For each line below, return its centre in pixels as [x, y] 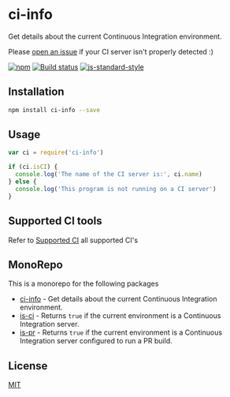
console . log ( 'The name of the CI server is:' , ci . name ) [109, 174]
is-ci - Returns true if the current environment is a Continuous [120, 316]
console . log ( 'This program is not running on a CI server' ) [116, 189]
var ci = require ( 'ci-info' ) [56, 153]
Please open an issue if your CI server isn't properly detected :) [111, 51]
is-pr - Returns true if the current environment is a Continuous [121, 332]
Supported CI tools [55, 221]
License [28, 366]
